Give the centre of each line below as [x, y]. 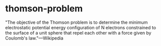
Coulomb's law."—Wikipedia [34, 38]
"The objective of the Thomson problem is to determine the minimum [76, 22]
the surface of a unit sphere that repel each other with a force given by [78, 33]
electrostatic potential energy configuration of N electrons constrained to [81, 27]
